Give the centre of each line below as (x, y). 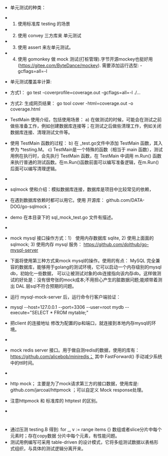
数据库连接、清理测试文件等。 (41, 132)
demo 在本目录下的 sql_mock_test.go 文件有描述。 (63, 217)
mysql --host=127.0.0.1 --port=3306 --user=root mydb (67, 307)
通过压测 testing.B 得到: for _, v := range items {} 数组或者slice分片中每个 (86, 430)
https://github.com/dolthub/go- (116, 244)
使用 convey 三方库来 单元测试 (49, 35)
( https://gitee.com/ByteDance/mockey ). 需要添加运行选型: (78, 65)
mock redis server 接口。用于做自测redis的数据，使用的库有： (75, 350)
